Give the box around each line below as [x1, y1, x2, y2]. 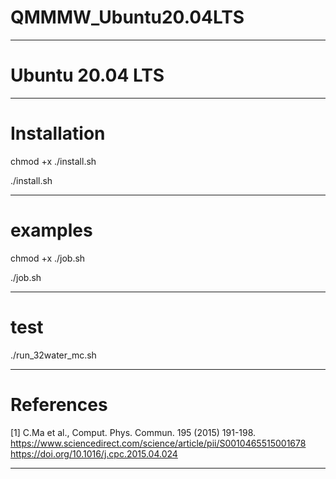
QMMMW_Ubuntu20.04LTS [10, 6, 245, 29]
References [10, 393, 108, 416]
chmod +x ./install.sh [10, 155, 97, 167]
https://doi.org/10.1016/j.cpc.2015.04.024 [10, 447, 178, 460]
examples [10, 219, 93, 241]
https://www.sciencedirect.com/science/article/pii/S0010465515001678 [10, 437, 307, 449]
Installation [10, 122, 106, 145]
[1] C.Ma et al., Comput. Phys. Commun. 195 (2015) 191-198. [10, 426, 257, 438]
